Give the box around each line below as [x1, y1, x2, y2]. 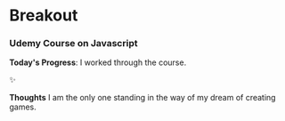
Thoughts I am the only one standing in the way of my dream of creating [9, 93, 276, 103]
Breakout [9, 5, 78, 26]
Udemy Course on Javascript [9, 37, 138, 50]
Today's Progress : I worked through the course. [9, 57, 187, 68]
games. [9, 101, 37, 112]
